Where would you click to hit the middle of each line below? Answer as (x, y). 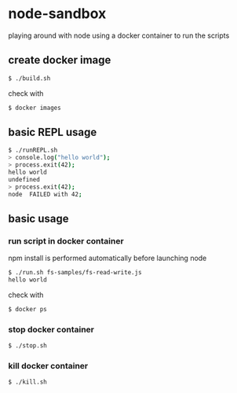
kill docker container (48, 365)
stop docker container (51, 329)
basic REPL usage (53, 132)
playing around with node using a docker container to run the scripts (119, 35)
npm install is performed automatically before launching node (108, 258)
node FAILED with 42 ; (45, 194)
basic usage (38, 218)
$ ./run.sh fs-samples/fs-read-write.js (75, 273)
